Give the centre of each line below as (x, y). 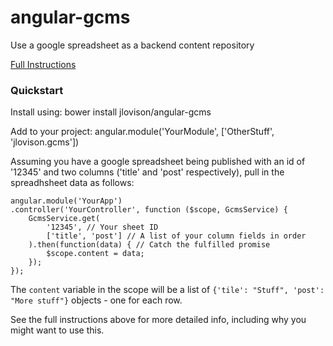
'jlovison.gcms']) (45, 142)
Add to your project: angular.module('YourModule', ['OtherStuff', (142, 132)
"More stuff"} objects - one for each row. (96, 300)
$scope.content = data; (95, 254)
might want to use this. (57, 330)
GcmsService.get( (64, 219)
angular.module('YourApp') (66, 201)
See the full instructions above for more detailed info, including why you (158, 320)
